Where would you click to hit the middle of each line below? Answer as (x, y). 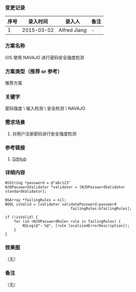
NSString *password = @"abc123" (38, 183)
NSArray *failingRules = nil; (36, 200)
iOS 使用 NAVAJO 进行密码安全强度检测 (45, 57)
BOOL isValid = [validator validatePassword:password (61, 204)
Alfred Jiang (72, 30)
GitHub (19, 159)
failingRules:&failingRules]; (101, 209)
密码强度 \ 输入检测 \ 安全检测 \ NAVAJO (45, 108)
